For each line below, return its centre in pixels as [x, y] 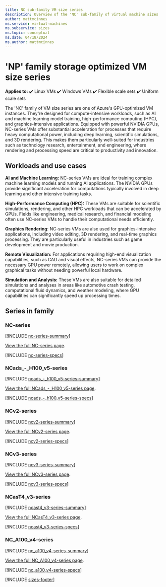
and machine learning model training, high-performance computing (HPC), [81, 118]
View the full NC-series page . [35, 346]
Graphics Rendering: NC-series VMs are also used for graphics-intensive [81, 228]
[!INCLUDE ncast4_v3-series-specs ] [42, 527]
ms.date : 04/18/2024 [27, 38]
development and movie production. [42, 244]
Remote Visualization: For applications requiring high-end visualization [78, 254]
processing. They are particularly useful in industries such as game [74, 239]
